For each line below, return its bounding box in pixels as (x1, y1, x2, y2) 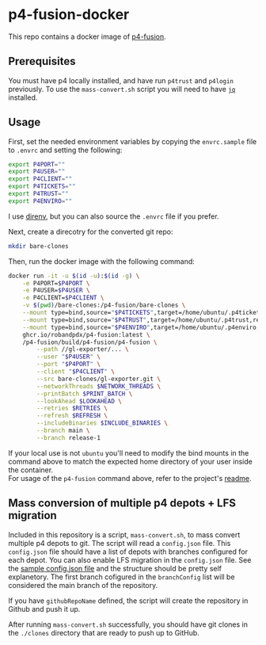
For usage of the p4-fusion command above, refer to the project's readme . (8, 473, 252, 483)
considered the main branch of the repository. (8, 580, 158, 590)
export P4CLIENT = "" (8, 175, 73, 183)
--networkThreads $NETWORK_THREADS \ (36, 382, 161, 390)
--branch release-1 (36, 433, 101, 441)
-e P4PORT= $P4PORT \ (22, 279, 90, 287)
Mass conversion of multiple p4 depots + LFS (8, 497, 236, 510)
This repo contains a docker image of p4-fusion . (8, 32, 166, 41)
